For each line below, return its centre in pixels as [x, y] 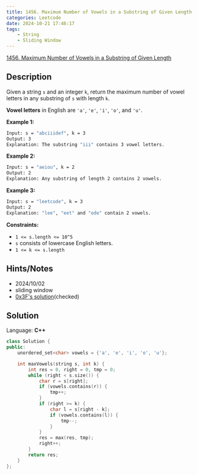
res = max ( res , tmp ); [66, 438]
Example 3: [21, 191]
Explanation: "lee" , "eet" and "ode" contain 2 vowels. [79, 213]
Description [29, 77]
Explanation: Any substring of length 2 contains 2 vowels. [84, 179]
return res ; [44, 455]
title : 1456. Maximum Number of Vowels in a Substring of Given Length [99, 12]
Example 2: [21, 156]
